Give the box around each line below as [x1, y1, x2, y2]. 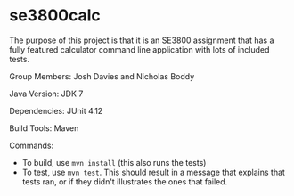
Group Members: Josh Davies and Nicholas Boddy [9, 70, 195, 81]
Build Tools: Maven [9, 122, 79, 134]
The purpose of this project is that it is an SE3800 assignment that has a [9, 35, 274, 45]
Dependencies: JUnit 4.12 [9, 105, 103, 116]
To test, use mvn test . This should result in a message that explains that [21, 167, 285, 177]
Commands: [9, 140, 54, 151]
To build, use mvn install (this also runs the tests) [21, 157, 207, 167]
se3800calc [9, 5, 101, 26]
